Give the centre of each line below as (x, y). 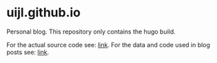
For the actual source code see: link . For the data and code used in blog (108, 45)
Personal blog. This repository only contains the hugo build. (91, 32)
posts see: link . (28, 52)
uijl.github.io (43, 13)
